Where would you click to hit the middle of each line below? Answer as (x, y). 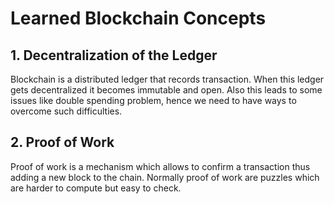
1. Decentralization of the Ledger (114, 55)
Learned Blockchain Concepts (138, 18)
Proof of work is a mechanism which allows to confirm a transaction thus (160, 166)
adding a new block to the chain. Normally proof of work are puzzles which (165, 177)
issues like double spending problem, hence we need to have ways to (153, 100)
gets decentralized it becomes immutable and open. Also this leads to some (166, 90)
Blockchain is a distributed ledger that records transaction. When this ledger (167, 79)
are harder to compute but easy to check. (96, 188)
